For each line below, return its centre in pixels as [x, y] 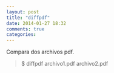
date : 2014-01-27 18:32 [36, 23]
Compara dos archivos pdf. [40, 52]
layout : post [23, 12]
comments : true [25, 29]
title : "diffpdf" [28, 18]
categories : [21, 35]
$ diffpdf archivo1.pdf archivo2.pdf [65, 64]
